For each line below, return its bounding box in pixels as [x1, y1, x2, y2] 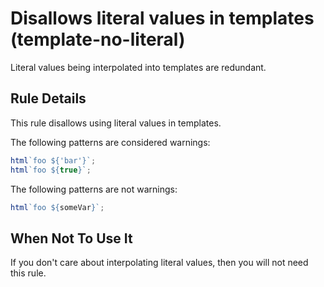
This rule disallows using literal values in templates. [10, 117, 222, 129]
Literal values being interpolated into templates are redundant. [10, 61, 267, 73]
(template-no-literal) [10, 28, 186, 51]
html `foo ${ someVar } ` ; [10, 202, 105, 212]
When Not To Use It [10, 230, 133, 247]
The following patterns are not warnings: [10, 183, 178, 195]
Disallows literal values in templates [10, 7, 315, 30]
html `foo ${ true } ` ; [10, 165, 92, 175]
